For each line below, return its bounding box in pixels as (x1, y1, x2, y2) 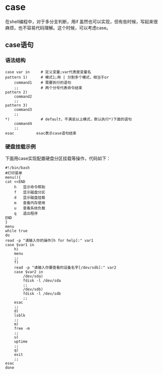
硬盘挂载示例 (5, 143, 36, 150)
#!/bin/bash (5, 165, 30, 170)
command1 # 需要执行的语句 (14, 80, 72, 85)
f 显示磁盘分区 (14, 189, 46, 195)
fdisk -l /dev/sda (23, 278, 61, 283)
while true (5, 228, 28, 233)
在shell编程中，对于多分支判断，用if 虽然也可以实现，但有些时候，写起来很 (5, 18, 158, 24)
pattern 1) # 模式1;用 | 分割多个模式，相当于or (5, 75, 109, 80)
